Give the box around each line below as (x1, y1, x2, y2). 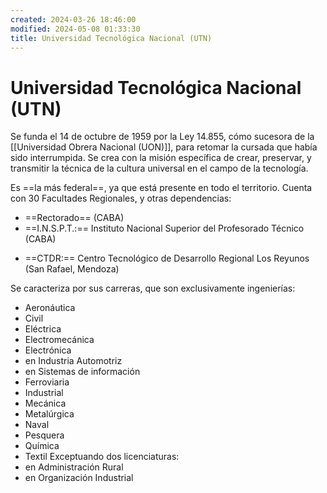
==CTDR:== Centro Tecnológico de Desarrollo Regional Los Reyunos (24, 252, 310, 265)
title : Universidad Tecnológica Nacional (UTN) (10, 33, 213, 43)
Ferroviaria (24, 376, 70, 388)
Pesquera (24, 429, 65, 441)
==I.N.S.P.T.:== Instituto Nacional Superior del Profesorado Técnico (24, 222, 305, 235)
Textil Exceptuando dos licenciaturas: (24, 451, 180, 463)
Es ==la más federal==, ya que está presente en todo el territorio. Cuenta (10, 182, 313, 194)
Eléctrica (24, 323, 62, 335)
